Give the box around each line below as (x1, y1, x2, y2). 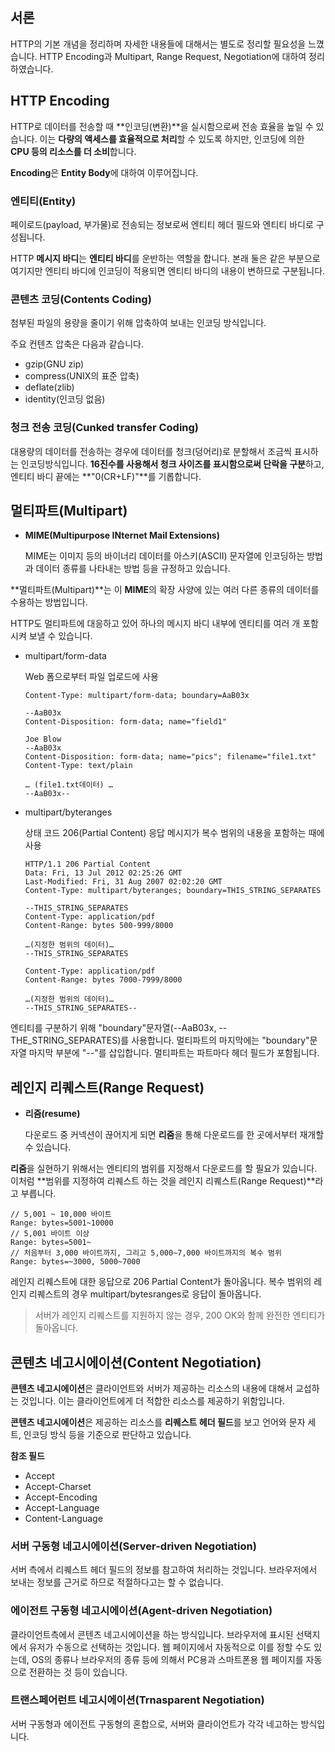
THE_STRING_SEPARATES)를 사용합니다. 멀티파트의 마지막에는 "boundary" (10, 1034, 310, 1047)
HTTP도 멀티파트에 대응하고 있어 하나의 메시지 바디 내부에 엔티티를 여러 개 (10, 618, 301, 630)
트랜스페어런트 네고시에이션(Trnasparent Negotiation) (10, 1693, 265, 1707)
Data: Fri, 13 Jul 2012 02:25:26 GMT (24, 868, 183, 878)
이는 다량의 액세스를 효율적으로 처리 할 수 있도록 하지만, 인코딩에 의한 (39, 133, 305, 145)
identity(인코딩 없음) (24, 393, 106, 405)
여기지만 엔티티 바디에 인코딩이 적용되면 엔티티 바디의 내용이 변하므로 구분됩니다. (10, 264, 326, 277)
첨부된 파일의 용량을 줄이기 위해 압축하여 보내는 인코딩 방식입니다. (10, 317, 267, 329)
